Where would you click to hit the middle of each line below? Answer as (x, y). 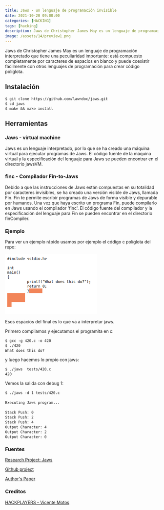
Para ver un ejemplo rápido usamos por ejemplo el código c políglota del (78, 242)
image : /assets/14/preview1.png (38, 36)
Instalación (22, 87)
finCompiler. (17, 219)
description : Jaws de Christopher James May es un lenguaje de (71, 31)
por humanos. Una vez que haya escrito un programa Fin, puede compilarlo (81, 203)
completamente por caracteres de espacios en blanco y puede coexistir (77, 61)
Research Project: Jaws (29, 460)
